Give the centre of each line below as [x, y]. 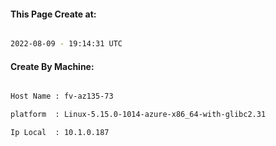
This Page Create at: [53, 14]
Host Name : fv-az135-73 [62, 96]
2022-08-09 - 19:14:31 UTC [66, 44]
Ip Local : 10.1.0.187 [60, 133]
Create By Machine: [52, 66]
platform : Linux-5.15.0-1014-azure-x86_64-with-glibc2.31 [138, 115]
